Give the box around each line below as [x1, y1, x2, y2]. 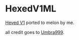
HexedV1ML [5, 3, 56, 14]
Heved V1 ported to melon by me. [5, 19, 74, 25]
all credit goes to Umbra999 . [5, 29, 64, 35]
